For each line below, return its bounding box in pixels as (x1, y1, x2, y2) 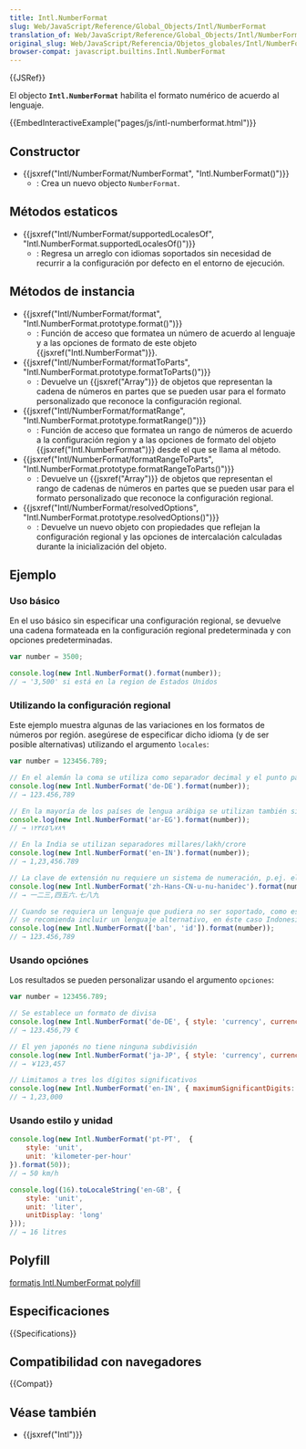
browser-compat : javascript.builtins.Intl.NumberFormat (9, 47, 226, 57)
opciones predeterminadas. (9, 635, 113, 646)
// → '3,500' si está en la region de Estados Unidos (9, 677, 219, 686)
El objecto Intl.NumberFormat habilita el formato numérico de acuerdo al (9, 90, 280, 101)
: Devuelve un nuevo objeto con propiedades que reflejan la (36, 521, 260, 532)
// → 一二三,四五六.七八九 (9, 891, 100, 900)
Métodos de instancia (9, 284, 135, 299)
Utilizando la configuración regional (9, 699, 171, 712)
